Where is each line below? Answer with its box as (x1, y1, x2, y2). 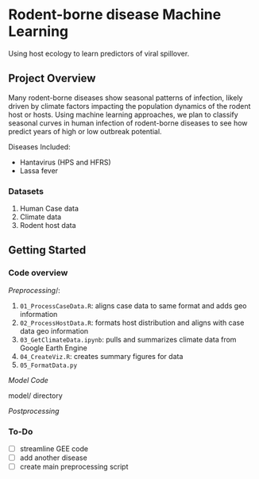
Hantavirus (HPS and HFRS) (19, 157, 111, 167)
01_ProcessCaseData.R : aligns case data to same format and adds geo (19, 300, 247, 311)
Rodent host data (19, 221, 77, 230)
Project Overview (8, 71, 96, 85)
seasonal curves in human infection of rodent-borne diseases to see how (8, 118, 248, 128)
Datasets (8, 185, 44, 196)
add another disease (19, 453, 87, 462)
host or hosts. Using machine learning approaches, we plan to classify (8, 110, 238, 119)
